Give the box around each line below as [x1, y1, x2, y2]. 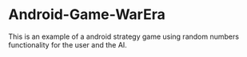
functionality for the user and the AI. [8, 40, 128, 49]
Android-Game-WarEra [8, 6, 165, 24]
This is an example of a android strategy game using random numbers [8, 32, 240, 41]
